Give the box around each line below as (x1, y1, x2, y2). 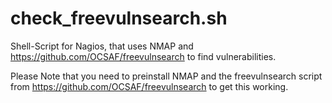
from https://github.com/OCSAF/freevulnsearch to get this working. (10, 80, 289, 92)
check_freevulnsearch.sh (10, 7, 228, 30)
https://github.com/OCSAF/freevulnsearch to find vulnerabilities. (10, 50, 277, 62)
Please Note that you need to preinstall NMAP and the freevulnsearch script (10, 70, 323, 82)
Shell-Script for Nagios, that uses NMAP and (10, 40, 194, 52)
